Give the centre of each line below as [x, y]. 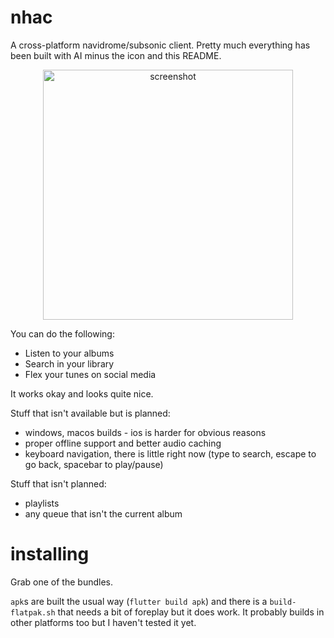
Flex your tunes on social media [90, 374]
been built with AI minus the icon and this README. [116, 55]
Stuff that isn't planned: [58, 483]
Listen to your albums [69, 353]
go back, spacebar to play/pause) [94, 464]
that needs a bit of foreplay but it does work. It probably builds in [191, 612]
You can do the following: [62, 333]
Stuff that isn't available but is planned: [90, 413]
